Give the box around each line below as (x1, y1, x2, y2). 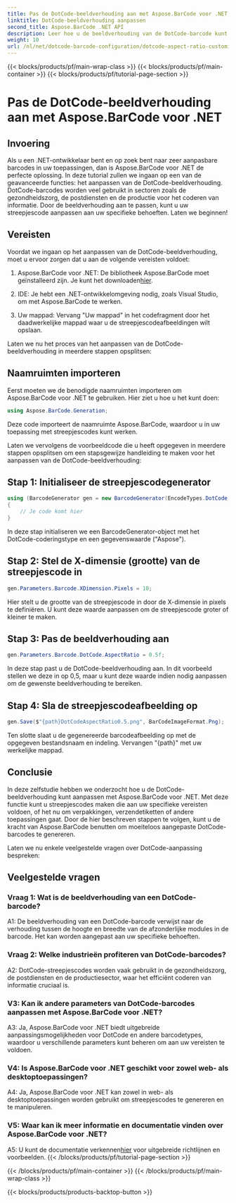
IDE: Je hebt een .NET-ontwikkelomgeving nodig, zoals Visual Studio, (17, 289, 218, 298)
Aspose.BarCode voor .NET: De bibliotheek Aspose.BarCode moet (17, 268, 209, 277)
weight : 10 (7, 37, 39, 44)
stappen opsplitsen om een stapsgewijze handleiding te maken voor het (7, 448, 216, 457)
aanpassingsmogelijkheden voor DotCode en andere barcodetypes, (7, 1031, 204, 1039)
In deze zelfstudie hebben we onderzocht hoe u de (7, 785, 155, 793)
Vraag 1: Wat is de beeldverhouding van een (7, 893, 161, 902)
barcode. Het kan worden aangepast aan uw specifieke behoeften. (7, 932, 200, 940)
